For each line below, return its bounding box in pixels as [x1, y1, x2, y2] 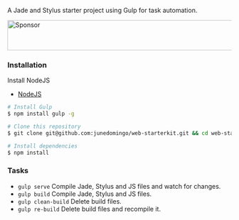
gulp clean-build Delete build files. [17, 197, 122, 205]
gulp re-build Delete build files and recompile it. [17, 204, 161, 213]
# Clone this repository [7, 123, 81, 131]
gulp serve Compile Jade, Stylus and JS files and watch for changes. [17, 182, 221, 190]
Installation [7, 60, 48, 70]
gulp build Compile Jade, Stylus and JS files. [17, 189, 152, 198]
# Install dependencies [7, 142, 78, 150]
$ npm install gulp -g [7, 110, 75, 118]
